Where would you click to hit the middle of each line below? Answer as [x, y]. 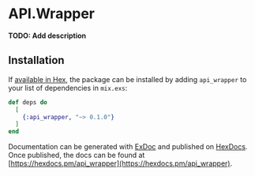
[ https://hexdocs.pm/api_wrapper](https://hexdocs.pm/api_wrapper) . [120, 163]
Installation [36, 60]
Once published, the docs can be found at [77, 155]
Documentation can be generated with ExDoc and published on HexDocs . [128, 147]
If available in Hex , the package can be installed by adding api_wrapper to [127, 79]
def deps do [28, 102]
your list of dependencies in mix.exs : [68, 88]
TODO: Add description [47, 36]
